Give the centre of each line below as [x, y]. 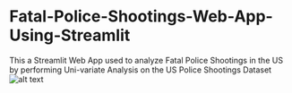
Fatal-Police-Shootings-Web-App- [141, 17]
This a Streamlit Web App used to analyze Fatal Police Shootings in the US [146, 60]
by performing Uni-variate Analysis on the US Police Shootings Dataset [140, 70]
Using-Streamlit [70, 35]
